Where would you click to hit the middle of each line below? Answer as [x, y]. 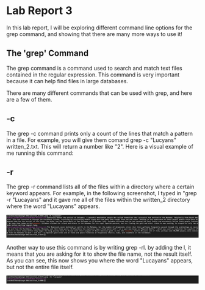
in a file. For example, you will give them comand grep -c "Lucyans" [92, 140]
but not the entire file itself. [40, 267]
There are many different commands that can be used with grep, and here [99, 93]
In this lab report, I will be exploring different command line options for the [99, 28]
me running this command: [40, 153]
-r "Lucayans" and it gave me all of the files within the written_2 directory [98, 200]
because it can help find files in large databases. [67, 81]
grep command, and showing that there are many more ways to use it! [95, 34]
